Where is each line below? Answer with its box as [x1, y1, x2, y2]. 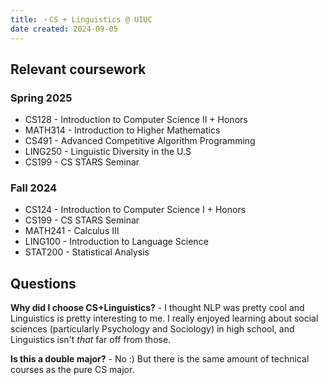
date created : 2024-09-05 [10, 24, 118, 34]
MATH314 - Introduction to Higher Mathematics [24, 124, 221, 136]
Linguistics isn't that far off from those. [10, 334, 172, 346]
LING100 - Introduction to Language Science [24, 236, 209, 248]
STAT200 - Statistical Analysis [24, 246, 150, 258]
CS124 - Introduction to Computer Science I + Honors [24, 204, 247, 216]
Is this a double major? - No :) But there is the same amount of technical [10, 353, 310, 365]
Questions [10, 275, 77, 292]
